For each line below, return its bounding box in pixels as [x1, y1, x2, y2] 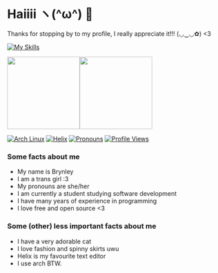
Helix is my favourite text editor [17, 252, 106, 260]
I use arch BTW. [17, 259, 62, 267]
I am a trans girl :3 [17, 175, 69, 183]
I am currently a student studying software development [17, 190, 177, 198]
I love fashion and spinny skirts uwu [17, 244, 119, 252]
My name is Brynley [17, 168, 74, 176]
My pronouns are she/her [17, 182, 90, 190]
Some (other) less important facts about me [7, 221, 157, 231]
